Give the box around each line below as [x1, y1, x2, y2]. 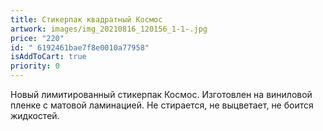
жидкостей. [10, 110, 60, 121]
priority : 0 [10, 61, 60, 71]
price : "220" [10, 33, 65, 43]
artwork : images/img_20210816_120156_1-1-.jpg [10, 24, 208, 34]
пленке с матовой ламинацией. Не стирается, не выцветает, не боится [10, 99, 314, 111]
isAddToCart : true [10, 52, 87, 62]
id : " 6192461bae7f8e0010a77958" [10, 42, 150, 53]
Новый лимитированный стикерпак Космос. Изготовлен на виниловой [10, 89, 313, 100]
